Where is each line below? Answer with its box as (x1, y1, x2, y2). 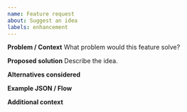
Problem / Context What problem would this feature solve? (7, 43, 181, 52)
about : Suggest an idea (7, 17, 78, 24)
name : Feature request (7, 10, 75, 18)
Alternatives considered (7, 70, 80, 79)
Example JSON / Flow (7, 84, 73, 93)
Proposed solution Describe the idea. (7, 57, 119, 65)
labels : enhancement (7, 23, 69, 30)
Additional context (7, 98, 64, 106)
